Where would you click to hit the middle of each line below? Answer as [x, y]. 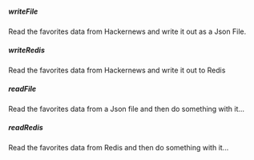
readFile [22, 88]
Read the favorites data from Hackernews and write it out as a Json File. [127, 31]
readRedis [26, 127]
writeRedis [27, 50]
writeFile [23, 11]
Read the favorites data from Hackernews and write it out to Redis [117, 70]
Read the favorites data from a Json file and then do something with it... [127, 109]
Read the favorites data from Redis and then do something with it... [119, 147]
